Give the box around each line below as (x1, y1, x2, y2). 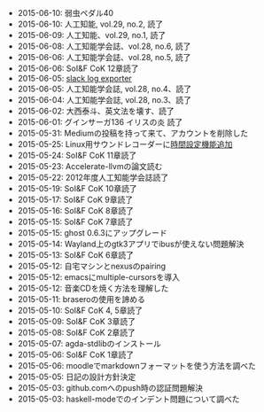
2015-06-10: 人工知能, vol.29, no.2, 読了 (17, 19, 164, 29)
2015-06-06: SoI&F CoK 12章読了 (17, 63, 139, 74)
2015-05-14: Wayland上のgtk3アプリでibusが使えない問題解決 (17, 238, 245, 249)
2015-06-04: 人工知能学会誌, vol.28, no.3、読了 (17, 95, 192, 105)
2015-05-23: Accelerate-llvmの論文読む (17, 161, 163, 171)
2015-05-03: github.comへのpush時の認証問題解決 (17, 383, 204, 393)
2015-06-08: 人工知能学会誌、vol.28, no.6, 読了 (17, 41, 191, 51)
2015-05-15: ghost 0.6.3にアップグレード (17, 228, 167, 237)
